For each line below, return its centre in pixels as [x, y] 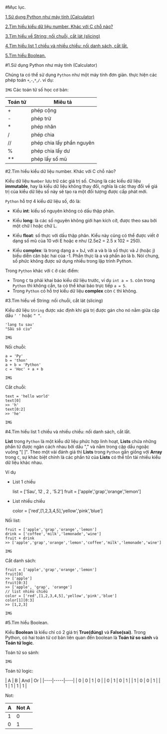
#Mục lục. [15, 7]
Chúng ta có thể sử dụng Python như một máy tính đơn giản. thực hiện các [81, 75]
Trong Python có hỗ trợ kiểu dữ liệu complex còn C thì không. [75, 291]
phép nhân [44, 127]
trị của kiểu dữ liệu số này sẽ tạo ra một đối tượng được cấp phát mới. [77, 192]
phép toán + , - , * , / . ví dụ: [29, 80]
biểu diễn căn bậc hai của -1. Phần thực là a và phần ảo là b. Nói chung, [86, 256]
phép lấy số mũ [49, 159]
